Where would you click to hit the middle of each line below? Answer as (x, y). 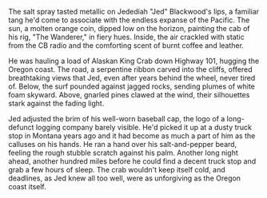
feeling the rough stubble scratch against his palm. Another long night (123, 152)
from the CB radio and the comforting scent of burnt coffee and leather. (126, 46)
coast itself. (27, 186)
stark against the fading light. (56, 103)
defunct (21, 127)
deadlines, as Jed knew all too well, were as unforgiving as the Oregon (125, 178)
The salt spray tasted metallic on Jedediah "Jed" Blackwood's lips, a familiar (134, 12)
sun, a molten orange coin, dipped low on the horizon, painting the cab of (129, 28)
